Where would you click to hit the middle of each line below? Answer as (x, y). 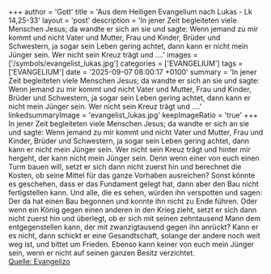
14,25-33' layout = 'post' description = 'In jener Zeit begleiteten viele (123, 20)
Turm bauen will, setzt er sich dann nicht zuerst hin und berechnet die (125, 167)
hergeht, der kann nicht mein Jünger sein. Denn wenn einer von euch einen (134, 158)
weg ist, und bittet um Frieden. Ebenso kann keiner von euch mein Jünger (131, 244)
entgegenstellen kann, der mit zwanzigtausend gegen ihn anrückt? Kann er (133, 227)
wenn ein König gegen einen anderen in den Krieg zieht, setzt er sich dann (133, 210)
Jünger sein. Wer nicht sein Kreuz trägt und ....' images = (103, 55)
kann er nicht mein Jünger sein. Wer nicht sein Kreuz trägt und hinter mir (129, 150)
